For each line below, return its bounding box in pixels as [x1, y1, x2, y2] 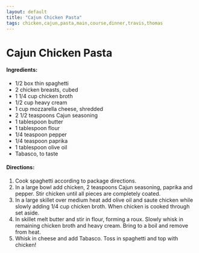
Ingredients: [6, 66, 38, 73]
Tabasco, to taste [14, 150, 58, 157]
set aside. [14, 209, 40, 216]
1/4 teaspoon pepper [14, 131, 68, 138]
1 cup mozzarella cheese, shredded [14, 105, 104, 112]
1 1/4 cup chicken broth [14, 92, 74, 99]
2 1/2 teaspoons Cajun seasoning [14, 111, 98, 119]
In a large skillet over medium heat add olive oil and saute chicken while [14, 196, 194, 204]
